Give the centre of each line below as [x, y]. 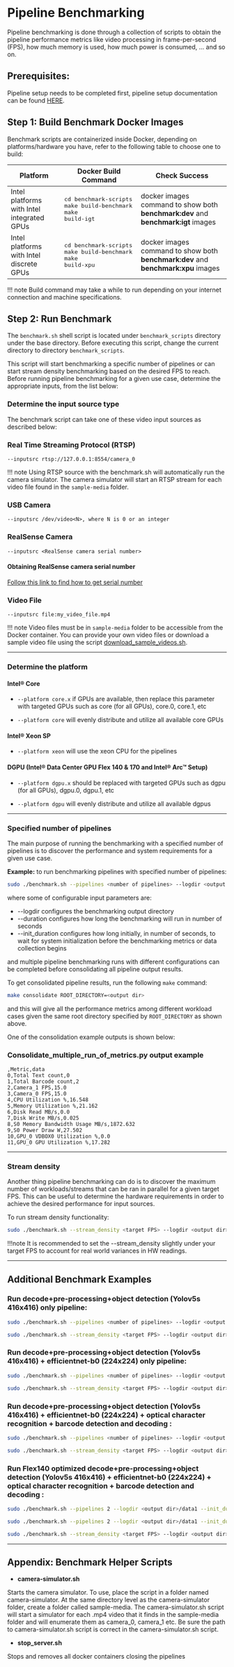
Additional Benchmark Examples [79, 1279]
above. [17, 1023]
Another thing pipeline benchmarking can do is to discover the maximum [111, 1182]
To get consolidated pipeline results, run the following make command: [107, 983]
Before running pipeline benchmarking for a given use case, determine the [114, 379]
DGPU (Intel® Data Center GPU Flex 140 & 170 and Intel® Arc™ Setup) [108, 767]
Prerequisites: [38, 76]
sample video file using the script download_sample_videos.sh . [97, 643]
